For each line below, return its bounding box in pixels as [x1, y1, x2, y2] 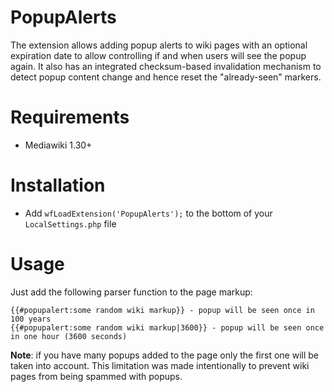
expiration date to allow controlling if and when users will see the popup [10, 49, 307, 61]
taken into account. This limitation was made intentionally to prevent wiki [10, 359, 310, 371]
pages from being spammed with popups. [10, 370, 183, 382]
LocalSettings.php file [24, 217, 117, 230]
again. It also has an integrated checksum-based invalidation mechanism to [10, 60, 322, 72]
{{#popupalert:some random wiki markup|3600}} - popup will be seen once [10, 322, 325, 333]
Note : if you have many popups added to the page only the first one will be [10, 349, 319, 361]
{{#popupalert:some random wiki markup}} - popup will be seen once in [10, 305, 315, 315]
